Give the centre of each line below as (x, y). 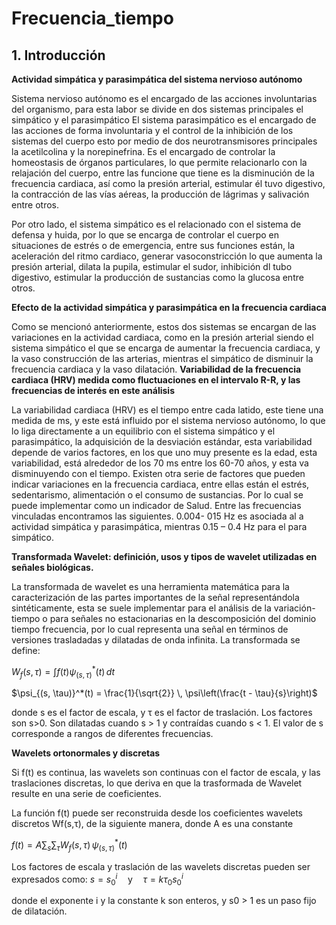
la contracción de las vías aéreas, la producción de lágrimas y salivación (160, 194)
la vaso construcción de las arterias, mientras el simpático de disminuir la (162, 358)
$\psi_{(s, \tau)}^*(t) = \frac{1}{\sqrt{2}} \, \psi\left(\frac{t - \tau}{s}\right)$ (164, 693)
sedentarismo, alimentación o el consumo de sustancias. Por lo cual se (157, 495)
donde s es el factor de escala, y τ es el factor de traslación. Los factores (162, 713)
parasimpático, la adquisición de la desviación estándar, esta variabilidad (162, 441)
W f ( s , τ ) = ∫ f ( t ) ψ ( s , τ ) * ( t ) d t (63, 672)
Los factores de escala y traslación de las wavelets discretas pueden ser (161, 866)
